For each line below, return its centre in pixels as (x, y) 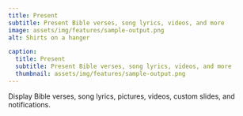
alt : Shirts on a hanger (49, 37)
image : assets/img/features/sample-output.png (86, 30)
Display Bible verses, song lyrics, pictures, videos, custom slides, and (121, 96)
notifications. (30, 104)
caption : (23, 52)
